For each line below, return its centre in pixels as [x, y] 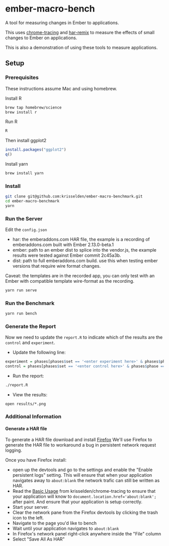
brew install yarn [24, 173]
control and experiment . [30, 343]
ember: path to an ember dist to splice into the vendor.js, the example [84, 250]
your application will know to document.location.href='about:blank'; [84, 497]
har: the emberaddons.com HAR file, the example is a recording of [81, 240]
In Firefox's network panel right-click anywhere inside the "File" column [87, 534]
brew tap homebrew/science [33, 107]
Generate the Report [31, 326]
